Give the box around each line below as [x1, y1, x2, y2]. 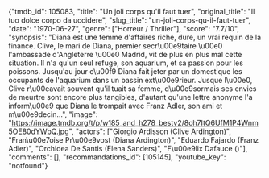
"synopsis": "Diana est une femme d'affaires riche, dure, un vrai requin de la [8, 32, 262, 42]
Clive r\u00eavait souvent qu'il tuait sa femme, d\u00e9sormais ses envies [8, 84, 257, 93]
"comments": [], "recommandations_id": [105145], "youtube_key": [8, 152, 226, 162]
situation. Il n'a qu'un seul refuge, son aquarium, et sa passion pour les [8, 58, 244, 68]
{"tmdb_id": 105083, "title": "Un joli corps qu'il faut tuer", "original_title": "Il [8, 7, 255, 16]
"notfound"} [8, 161, 48, 170]
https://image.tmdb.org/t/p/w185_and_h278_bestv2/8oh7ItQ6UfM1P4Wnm [11, 118, 259, 127]
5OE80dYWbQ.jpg [8, 126, 70, 136]
